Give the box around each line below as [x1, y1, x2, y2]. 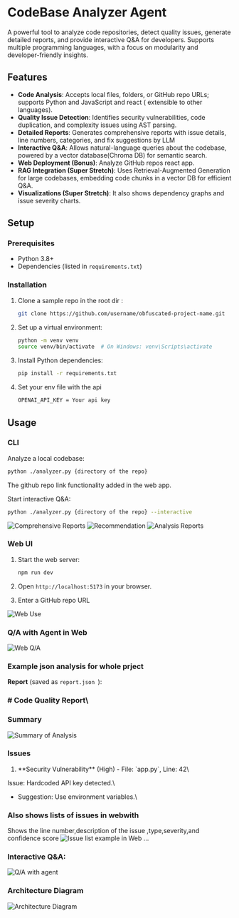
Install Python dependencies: [17, 356, 103, 364]
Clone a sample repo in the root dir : [17, 296, 123, 305]
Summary [7, 715, 43, 725]
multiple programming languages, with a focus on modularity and [7, 43, 198, 51]
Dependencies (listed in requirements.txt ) [17, 262, 142, 271]
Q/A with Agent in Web [7, 627, 87, 637]
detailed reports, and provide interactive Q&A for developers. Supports [7, 35, 215, 44]
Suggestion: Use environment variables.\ [17, 792, 137, 801]
